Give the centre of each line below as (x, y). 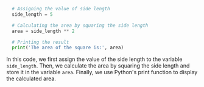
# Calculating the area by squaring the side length (80, 25)
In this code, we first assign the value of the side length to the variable (94, 59)
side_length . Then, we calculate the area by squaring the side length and (98, 66)
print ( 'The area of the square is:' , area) (68, 48)
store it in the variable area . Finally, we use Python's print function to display (102, 72)
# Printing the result (40, 42)
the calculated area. (31, 78)
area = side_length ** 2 (43, 31)
